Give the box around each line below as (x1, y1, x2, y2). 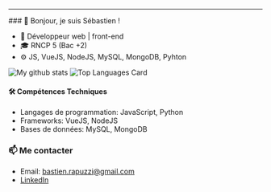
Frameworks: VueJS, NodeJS (19, 116, 119, 125)
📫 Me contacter (8, 145, 73, 157)
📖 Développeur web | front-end (19, 31, 124, 41)
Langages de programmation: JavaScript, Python (19, 108, 184, 117)
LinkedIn (19, 174, 49, 185)
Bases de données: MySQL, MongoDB (19, 125, 148, 134)
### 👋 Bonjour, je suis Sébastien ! (8, 16, 121, 25)
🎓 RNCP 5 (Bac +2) (19, 41, 87, 50)
